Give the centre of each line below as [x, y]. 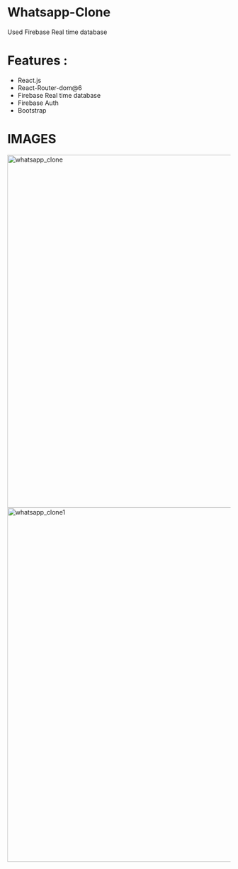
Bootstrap [32, 110]
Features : [38, 61]
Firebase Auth [38, 103]
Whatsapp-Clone [59, 12]
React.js [29, 80]
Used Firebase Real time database [57, 32]
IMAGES [32, 139]
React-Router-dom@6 [50, 88]
